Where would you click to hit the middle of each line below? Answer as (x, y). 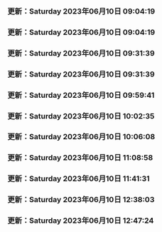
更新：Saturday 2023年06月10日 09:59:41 (81, 95)
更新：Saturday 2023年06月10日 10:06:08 (81, 137)
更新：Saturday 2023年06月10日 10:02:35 (81, 116)
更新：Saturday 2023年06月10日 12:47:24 (81, 221)
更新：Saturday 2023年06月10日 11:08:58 (80, 158)
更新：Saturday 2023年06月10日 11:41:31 (79, 178)
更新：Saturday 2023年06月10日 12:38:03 (81, 200)
